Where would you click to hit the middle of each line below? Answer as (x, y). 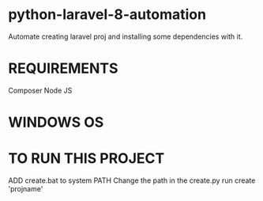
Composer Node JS (40, 90)
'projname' (26, 189)
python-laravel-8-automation (107, 15)
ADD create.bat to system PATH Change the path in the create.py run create (132, 180)
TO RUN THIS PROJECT (86, 159)
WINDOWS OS (56, 122)
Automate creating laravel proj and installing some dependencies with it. (126, 36)
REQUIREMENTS (63, 68)
